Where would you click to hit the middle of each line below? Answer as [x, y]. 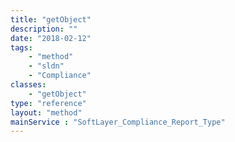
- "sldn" [46, 66]
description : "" [44, 29]
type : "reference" [48, 103]
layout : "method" [46, 112]
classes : [28, 85]
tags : [21, 47]
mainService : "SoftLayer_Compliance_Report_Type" [118, 122]
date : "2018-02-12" [51, 38]
